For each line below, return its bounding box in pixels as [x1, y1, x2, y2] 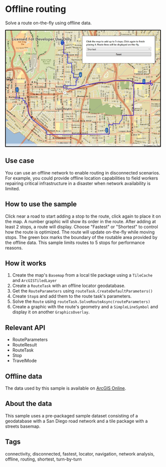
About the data [5, 400, 52, 408]
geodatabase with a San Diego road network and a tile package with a [5, 418, 148, 424]
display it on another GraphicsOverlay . [12, 309, 90, 315]
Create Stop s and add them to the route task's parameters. [12, 293, 132, 299]
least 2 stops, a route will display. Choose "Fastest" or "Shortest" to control [5, 224, 158, 230]
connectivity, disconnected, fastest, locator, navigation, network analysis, [5, 451, 155, 457]
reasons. [5, 244, 23, 251]
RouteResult [12, 342, 37, 348]
